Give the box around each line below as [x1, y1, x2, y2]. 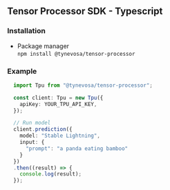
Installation [7, 26, 46, 36]
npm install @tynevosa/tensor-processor [17, 50, 135, 57]
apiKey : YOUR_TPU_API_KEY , [19, 101, 97, 107]
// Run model [13, 120, 51, 127]
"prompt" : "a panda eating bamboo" [25, 145, 129, 152]
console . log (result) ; [19, 171, 82, 178]
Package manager [17, 41, 70, 50]
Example [7, 66, 37, 76]
